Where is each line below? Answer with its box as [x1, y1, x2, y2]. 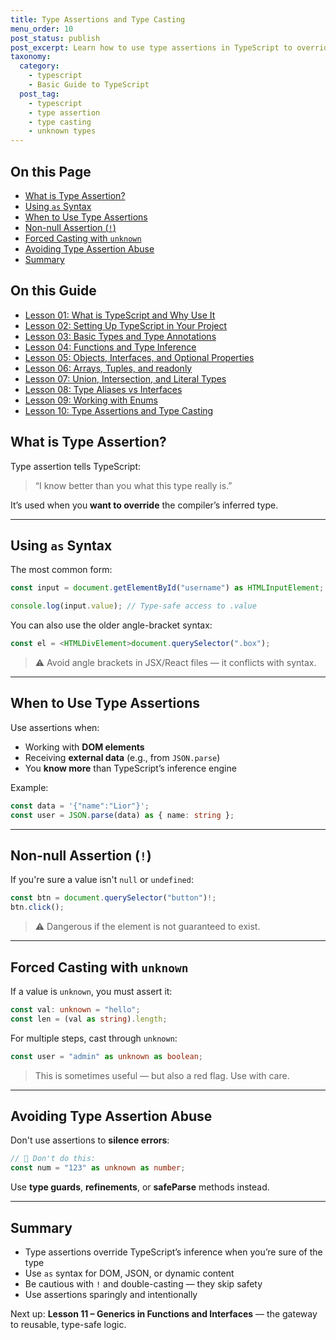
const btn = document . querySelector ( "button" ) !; [10, 893, 217, 903]
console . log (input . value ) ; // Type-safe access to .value [10, 601, 257, 611]
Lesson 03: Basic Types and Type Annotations [24, 330, 217, 342]
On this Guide [10, 282, 97, 300]
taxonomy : [10, 52, 52, 62]
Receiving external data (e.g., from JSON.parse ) [24, 751, 221, 763]
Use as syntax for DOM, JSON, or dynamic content [24, 1267, 235, 1279]
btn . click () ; [10, 902, 65, 913]
